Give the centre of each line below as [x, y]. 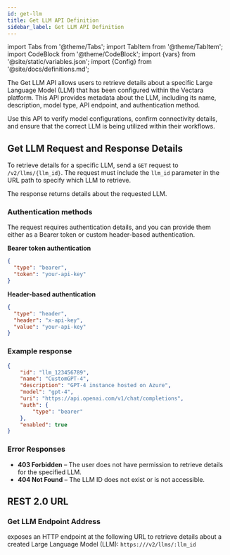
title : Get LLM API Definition [53, 20]
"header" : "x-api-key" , [48, 320]
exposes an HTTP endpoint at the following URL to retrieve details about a [115, 537]
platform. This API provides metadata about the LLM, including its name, [112, 98]
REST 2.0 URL [38, 501]
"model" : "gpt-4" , [47, 392]
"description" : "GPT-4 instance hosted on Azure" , [96, 386]
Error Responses [36, 449]
